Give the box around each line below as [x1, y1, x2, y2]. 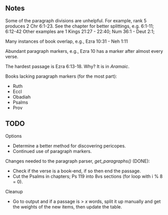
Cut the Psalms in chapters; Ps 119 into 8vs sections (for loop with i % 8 [12, 173, 163, 179]
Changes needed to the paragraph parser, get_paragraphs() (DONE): [5, 158, 150, 164]
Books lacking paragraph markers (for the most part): [5, 73, 117, 79]
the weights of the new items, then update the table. [12, 203, 122, 210]
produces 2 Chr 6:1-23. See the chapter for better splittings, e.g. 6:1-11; [5, 23, 154, 29]
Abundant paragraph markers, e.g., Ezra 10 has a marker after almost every [5, 48, 163, 54]
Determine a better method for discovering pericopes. [12, 142, 126, 149]
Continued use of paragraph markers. [12, 148, 92, 154]
